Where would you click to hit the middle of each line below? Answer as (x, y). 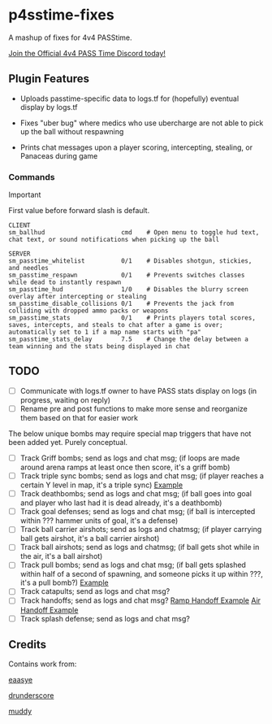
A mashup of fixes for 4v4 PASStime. (70, 37)
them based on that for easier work (79, 417)
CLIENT (19, 225)
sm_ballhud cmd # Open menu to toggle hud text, (134, 233)
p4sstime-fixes (62, 15)
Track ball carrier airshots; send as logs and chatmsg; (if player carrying (141, 530)
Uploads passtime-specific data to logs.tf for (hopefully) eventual (130, 98)
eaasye (21, 680)
